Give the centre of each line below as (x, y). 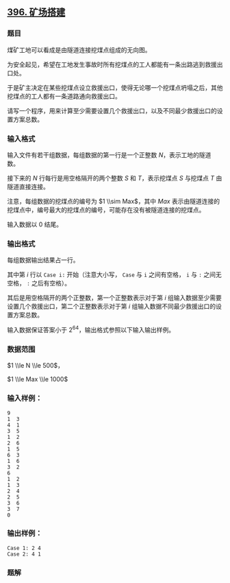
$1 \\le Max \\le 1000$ (38, 379)
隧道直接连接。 (28, 187)
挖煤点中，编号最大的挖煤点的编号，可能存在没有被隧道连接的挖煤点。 (106, 210)
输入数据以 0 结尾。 (35, 224)
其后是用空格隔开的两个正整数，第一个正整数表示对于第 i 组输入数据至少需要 (115, 298)
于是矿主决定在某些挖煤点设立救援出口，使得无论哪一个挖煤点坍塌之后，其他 (115, 87)
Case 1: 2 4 (24, 548)
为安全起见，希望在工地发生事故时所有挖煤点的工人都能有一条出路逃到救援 (112, 64)
